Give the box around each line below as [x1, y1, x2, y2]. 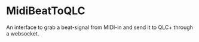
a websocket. [6, 30, 39, 37]
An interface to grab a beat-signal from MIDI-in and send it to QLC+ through [6, 24, 193, 31]
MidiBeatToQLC [6, 4, 85, 18]
